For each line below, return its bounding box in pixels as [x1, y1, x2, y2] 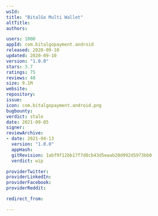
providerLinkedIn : [6, 174, 51, 180]
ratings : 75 [6, 69, 36, 75]
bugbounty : [6, 108, 33, 114]
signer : [6, 124, 25, 131]
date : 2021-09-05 [6, 119, 49, 125]
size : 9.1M [6, 80, 33, 86]
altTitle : [6, 20, 31, 26]
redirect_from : [6, 196, 44, 202]
